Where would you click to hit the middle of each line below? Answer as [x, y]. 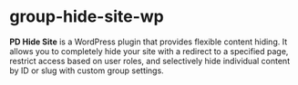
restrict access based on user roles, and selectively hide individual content [149, 61]
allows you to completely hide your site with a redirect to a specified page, [149, 51]
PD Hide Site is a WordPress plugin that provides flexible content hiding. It [149, 42]
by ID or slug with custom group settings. [87, 71]
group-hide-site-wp [87, 17]
